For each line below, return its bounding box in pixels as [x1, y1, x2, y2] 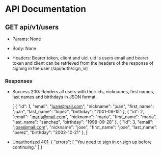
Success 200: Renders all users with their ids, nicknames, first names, [12, 89, 155, 95]
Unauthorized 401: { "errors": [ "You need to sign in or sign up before [12, 139, 152, 145]
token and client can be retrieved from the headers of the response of [12, 60, 154, 66]
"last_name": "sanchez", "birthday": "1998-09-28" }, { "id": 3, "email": [12, 119, 154, 125]
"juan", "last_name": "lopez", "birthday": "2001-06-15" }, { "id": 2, [12, 109, 144, 115]
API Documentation [5, 3, 86, 15]
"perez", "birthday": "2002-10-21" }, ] [12, 129, 88, 135]
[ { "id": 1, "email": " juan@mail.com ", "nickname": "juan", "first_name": [12, 103, 154, 109]
